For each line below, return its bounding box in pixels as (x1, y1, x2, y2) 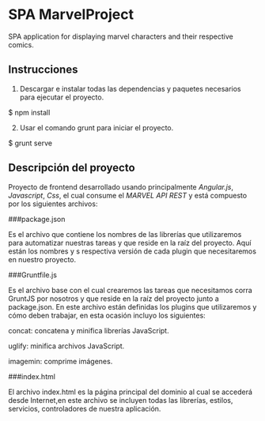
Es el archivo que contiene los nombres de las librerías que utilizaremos (8, 229, 242, 239)
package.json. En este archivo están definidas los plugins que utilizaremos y (8, 302, 257, 311)
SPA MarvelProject (8, 6, 134, 24)
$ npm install (8, 107, 51, 117)
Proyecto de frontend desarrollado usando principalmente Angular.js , (8, 182, 234, 191)
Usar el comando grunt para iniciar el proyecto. (19, 122, 174, 132)
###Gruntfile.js (8, 270, 58, 280)
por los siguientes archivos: (8, 199, 98, 209)
